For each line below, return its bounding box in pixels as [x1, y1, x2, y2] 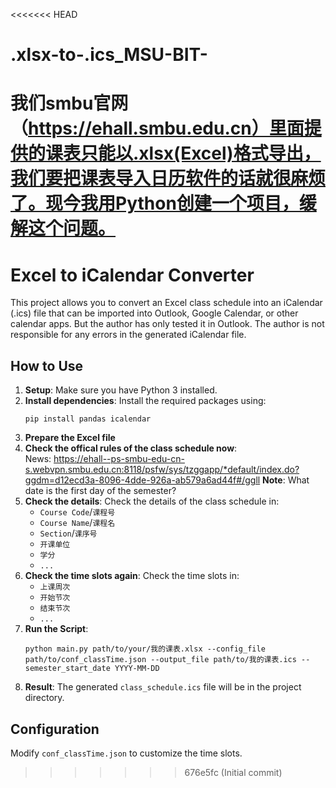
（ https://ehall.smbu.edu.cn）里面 [10, 117, 305, 140]
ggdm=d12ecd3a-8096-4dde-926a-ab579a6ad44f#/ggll [24, 474, 261, 486]
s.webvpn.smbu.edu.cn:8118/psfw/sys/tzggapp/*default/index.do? [24, 464, 300, 476]
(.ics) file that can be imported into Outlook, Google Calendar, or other [10, 307, 299, 319]
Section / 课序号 [39, 527, 98, 539]
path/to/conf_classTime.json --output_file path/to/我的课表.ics [24, 655, 297, 665]
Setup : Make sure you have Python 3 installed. [24, 384, 218, 396]
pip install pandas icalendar [24, 414, 152, 424]
